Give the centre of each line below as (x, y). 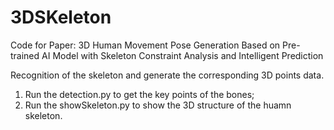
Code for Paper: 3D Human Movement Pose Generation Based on (145, 45)
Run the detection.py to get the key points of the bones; (139, 94)
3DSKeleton (61, 17)
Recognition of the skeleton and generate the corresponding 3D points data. (167, 75)
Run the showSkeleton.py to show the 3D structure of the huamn (158, 105)
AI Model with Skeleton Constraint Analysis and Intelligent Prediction (182, 55)
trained (25, 55)
